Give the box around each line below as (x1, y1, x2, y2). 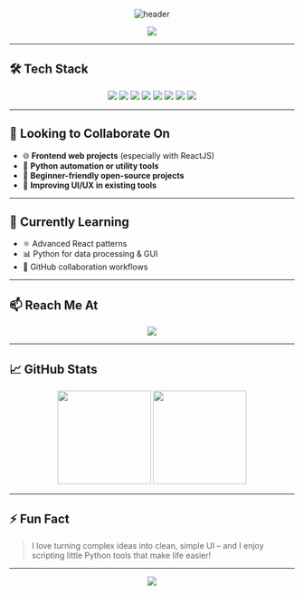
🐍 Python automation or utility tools (22, 160, 159, 171)
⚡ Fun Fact (9, 512, 70, 527)
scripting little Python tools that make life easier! (31, 550, 212, 561)
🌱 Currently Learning (9, 214, 129, 230)
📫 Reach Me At (9, 297, 99, 313)
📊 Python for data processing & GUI (22, 249, 158, 259)
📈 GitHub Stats (9, 361, 98, 376)
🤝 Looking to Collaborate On (9, 126, 170, 141)
